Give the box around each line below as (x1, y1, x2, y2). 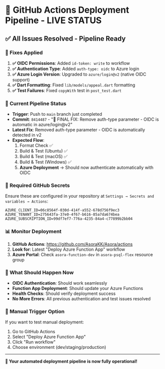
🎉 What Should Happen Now (5, 269, 74, 276)
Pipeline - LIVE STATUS (5, 15, 102, 26)
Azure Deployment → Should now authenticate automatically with (19, 164, 154, 171)
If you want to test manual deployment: (5, 319, 84, 325)
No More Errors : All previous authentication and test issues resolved (12, 296, 151, 302)
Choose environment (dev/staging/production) (12, 344, 107, 350)
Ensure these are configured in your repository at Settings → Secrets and (5, 193, 154, 199)
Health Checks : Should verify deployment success (12, 290, 116, 296)
